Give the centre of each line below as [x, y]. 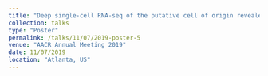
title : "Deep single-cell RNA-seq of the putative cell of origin [121, 15]
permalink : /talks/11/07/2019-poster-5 [75, 38]
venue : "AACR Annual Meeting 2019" [67, 45]
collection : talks [39, 23]
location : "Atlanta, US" [49, 60]
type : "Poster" [33, 30]
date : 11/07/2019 [37, 52]
